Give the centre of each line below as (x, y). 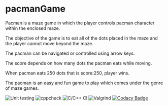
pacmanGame (36, 9)
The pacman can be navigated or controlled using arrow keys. (70, 53)
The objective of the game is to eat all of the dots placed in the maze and (82, 38)
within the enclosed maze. (33, 28)
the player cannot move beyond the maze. (49, 43)
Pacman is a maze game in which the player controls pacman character (80, 23)
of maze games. (22, 88)
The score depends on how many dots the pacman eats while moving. (79, 63)
